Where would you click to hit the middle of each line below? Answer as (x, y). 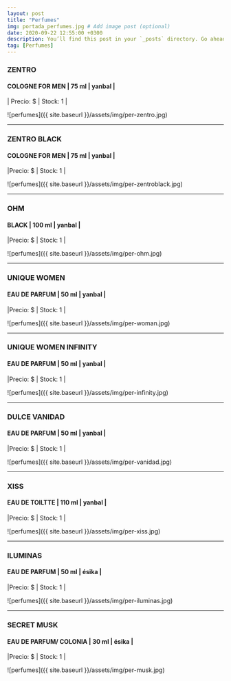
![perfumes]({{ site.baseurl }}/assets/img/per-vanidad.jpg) (90, 462)
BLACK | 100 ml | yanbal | (44, 225)
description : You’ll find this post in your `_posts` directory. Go (107, 39)
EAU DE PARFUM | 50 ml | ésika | (54, 572)
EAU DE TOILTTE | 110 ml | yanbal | (57, 502)
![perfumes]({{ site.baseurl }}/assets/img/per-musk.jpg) (86, 670)
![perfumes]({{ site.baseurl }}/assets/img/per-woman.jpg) (89, 323)
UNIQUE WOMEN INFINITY (52, 347)
